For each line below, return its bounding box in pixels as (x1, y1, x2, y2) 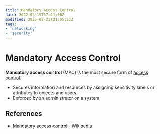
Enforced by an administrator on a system (12, 95, 100, 101)
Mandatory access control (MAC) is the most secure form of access (5, 69, 148, 75)
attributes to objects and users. (12, 89, 78, 96)
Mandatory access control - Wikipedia (12, 123, 92, 129)
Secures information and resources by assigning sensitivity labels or (12, 84, 155, 90)
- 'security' (5, 31, 33, 36)
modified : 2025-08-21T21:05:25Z (5, 17, 73, 22)
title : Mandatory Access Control (5, 7, 76, 13)
